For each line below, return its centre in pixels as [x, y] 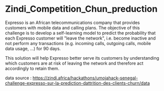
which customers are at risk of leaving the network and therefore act [74, 63]
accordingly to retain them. [32, 68]
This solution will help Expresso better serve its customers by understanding [82, 58]
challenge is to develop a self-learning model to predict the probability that [80, 33]
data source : [18, 78]
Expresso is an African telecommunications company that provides [73, 23]
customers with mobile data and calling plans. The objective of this [72, 27]
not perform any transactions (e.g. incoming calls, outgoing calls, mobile [78, 43]
